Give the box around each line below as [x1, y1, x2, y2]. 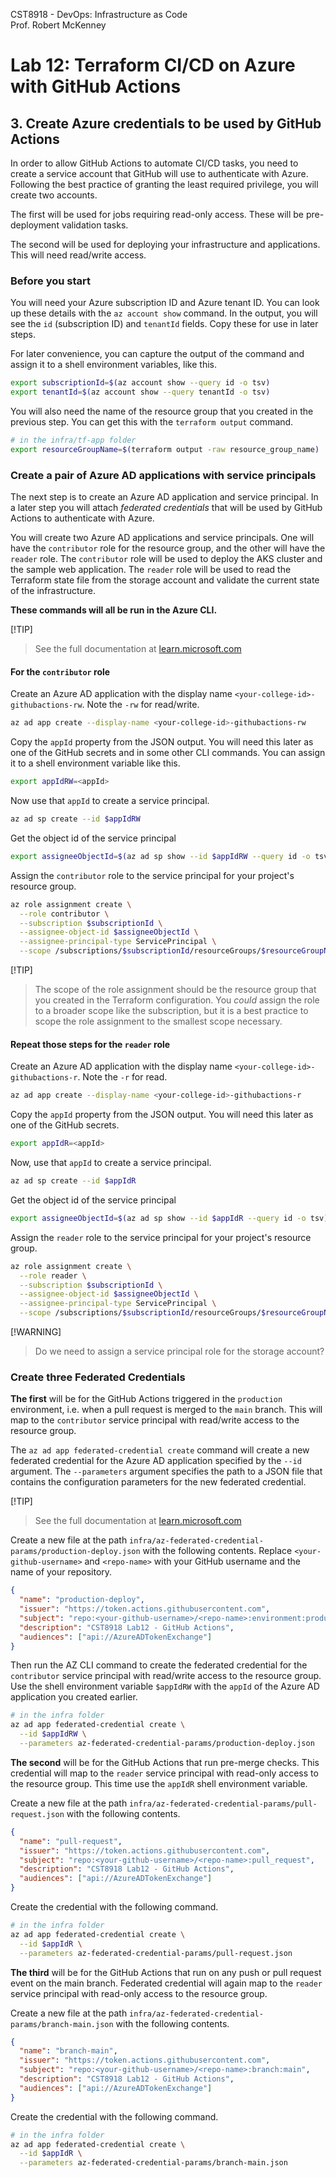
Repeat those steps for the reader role [10, 1038, 171, 1050]
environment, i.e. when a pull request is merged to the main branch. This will [10, 1404, 323, 1416]
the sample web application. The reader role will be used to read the [10, 564, 292, 576]
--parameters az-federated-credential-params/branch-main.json [19, 2158, 288, 2168]
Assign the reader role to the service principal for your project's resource [10, 1231, 312, 1243]
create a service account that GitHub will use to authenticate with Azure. [10, 168, 309, 179]
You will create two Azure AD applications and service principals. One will [10, 532, 315, 544]
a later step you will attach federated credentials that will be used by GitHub [10, 502, 323, 514]
